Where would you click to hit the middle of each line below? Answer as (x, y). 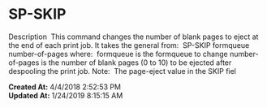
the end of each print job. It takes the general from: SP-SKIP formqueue (129, 45)
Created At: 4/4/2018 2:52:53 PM (65, 87)
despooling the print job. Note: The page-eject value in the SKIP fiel (123, 71)
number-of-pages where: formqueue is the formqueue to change (118, 54)
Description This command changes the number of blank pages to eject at (133, 37)
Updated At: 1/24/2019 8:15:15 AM (66, 95)
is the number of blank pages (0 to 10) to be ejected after (136, 63)
